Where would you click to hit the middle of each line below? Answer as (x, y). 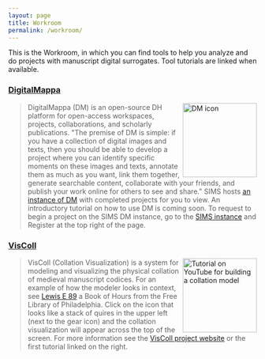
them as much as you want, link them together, (103, 174)
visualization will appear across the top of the (101, 330)
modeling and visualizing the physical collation (103, 270)
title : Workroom (35, 23)
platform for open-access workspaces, (91, 115)
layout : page (30, 15)
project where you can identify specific (91, 157)
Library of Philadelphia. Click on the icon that (101, 304)
